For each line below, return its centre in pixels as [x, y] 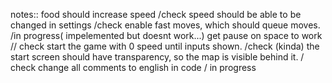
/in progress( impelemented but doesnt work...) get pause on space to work [166, 35]
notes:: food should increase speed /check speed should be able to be [156, 14]
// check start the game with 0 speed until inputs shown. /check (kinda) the [165, 46]
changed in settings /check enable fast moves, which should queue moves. [165, 25]
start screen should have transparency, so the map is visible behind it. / [157, 57]
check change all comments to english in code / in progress [133, 67]
